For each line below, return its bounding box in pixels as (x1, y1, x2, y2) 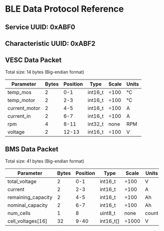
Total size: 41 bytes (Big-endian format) (5, 158, 84, 164)
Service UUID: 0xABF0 (5, 23, 76, 31)
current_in (7, 112, 31, 119)
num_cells (7, 210, 31, 216)
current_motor (7, 105, 41, 111)
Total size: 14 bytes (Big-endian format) (5, 69, 84, 75)
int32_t (87, 121, 104, 127)
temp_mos (7, 89, 32, 96)
